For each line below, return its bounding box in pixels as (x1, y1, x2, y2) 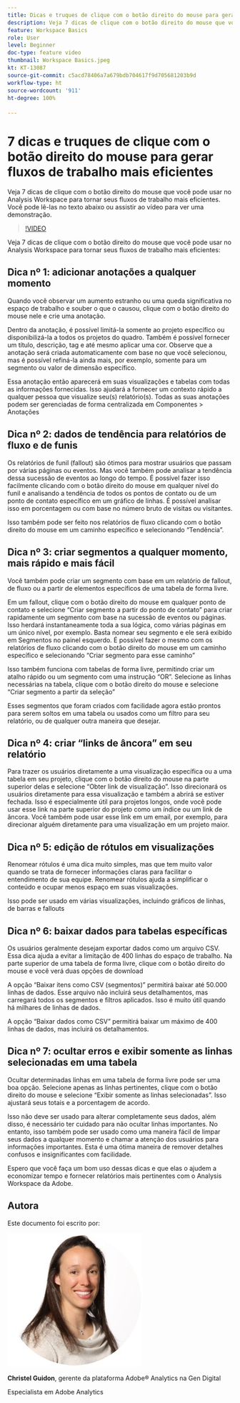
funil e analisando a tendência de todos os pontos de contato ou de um (7, 489, 216, 497)
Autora (7, 1200, 39, 1212)
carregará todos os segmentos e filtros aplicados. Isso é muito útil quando (7, 995, 226, 1004)
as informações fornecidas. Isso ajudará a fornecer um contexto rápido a (7, 384, 222, 393)
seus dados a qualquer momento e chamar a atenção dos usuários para (7, 1134, 219, 1143)
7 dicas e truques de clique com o (7, 134, 211, 150)
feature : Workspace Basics (7, 26, 88, 34)
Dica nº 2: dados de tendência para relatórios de (7, 429, 226, 441)
